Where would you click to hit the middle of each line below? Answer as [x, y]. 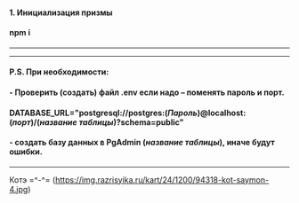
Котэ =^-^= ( [32, 180]
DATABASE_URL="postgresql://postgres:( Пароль [103, 113]
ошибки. [26, 152]
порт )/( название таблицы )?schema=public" [98, 122]
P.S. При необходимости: [59, 72]
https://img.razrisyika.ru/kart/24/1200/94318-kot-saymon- [162, 180]
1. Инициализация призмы [61, 12]
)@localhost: [222, 113]
